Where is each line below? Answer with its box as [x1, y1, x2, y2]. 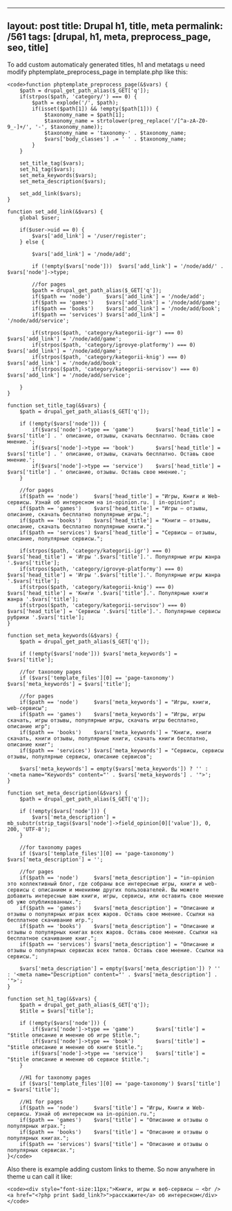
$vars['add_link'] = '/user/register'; [32, 233, 147, 239]
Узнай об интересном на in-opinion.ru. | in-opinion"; [35, 499, 196, 506]
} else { [19, 238, 45, 246]
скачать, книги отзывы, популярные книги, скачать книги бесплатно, [7, 735, 209, 742]
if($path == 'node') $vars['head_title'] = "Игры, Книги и [19, 493, 206, 500]
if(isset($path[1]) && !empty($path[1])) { [32, 105, 159, 112]
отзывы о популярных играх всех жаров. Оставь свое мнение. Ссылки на [7, 911, 215, 918]
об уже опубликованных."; [7, 898, 81, 905]
